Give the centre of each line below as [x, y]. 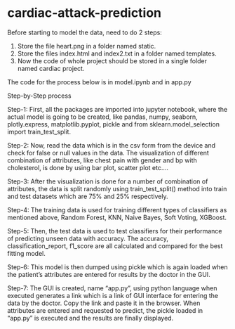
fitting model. [26, 253]
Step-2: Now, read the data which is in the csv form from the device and [112, 145]
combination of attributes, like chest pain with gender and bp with [102, 160]
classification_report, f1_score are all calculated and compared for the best [115, 246]
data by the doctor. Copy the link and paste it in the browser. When [104, 303]
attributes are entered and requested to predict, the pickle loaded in [105, 310]
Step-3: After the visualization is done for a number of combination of [108, 181]
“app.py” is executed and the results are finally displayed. [90, 318]
